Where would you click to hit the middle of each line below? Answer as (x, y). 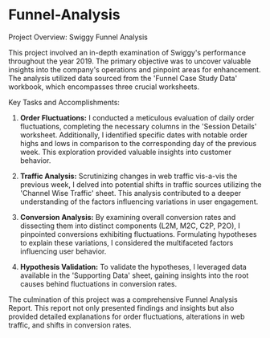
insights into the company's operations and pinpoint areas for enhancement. (135, 69)
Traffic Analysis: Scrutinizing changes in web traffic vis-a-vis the (129, 176)
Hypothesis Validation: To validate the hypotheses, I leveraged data (133, 267)
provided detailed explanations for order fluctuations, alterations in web (127, 316)
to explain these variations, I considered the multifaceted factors (127, 242)
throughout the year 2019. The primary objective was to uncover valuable (130, 61)
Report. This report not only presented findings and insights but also (121, 307)
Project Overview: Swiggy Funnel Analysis (78, 37)
